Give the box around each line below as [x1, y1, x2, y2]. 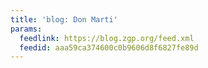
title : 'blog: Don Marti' [10, 14, 118, 25]
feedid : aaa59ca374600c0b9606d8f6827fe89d [19, 42, 199, 53]
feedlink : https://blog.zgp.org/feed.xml [19, 33, 195, 43]
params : [10, 24, 43, 34]
